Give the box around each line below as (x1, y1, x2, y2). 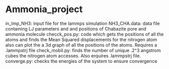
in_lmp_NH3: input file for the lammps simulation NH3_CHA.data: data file (5, 20, 160, 26)
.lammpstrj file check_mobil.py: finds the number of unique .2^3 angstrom (5, 47, 161, 53)
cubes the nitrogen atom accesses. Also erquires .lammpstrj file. (5, 52, 141, 59)
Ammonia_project (5, 4, 83, 15)
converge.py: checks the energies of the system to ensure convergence (5, 58, 158, 64)
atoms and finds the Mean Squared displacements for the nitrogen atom (5, 37, 157, 43)
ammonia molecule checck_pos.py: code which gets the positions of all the (5, 31, 164, 37)
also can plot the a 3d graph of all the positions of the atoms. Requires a (5, 42, 157, 48)
